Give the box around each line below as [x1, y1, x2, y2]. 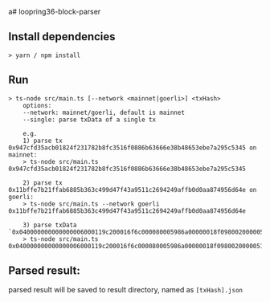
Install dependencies [8, 30, 116, 43]
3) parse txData [22, 221, 78, 229]
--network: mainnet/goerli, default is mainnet [22, 108, 185, 116]
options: [22, 101, 52, 109]
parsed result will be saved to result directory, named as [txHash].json [8, 285, 243, 295]
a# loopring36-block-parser [8, 7, 101, 16]
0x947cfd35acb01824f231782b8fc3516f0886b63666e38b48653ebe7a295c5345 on [8, 144, 257, 152]
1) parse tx [22, 137, 63, 145]
